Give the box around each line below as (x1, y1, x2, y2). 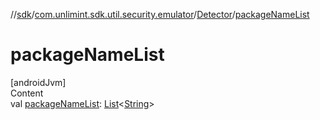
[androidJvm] (10, 76, 67, 88)
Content (10, 87, 44, 99)
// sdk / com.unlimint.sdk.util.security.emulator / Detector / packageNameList (10, 9, 310, 20)
